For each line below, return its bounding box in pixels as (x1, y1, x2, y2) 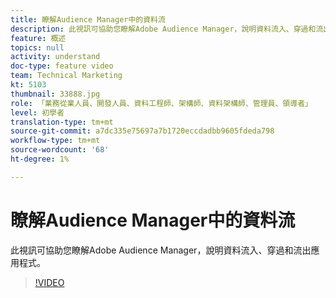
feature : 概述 (10, 33, 67, 43)
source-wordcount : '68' (10, 145, 110, 155)
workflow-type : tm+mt (10, 136, 101, 146)
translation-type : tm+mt (10, 117, 114, 127)
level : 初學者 (10, 107, 65, 118)
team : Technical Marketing (10, 71, 123, 81)
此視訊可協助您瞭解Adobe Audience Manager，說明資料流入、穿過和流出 (10, 244, 312, 256)
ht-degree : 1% (10, 154, 70, 164)
